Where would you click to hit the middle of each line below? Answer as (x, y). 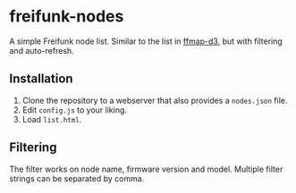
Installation (41, 79)
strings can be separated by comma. (77, 178)
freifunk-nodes (67, 17)
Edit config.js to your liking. (75, 110)
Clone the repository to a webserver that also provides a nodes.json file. (155, 100)
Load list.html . (52, 119)
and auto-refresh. (42, 50)
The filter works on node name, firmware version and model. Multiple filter (146, 169)
